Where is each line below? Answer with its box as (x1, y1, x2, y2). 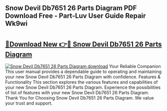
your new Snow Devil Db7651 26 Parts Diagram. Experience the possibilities (5, 84, 161, 90)
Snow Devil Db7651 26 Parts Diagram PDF (5, 4, 137, 12)
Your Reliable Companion (109, 63, 161, 69)
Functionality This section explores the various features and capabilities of (5, 79, 158, 85)
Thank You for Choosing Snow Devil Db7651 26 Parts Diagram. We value (5, 95, 154, 101)
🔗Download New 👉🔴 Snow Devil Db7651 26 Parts (5, 40, 162, 49)
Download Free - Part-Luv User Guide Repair (5, 12, 146, 20)
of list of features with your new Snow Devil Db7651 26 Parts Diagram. (5, 90, 150, 96)
